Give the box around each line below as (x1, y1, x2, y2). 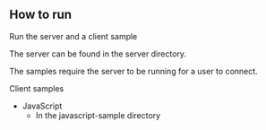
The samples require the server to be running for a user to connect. (9, 65, 258, 76)
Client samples (9, 82, 64, 93)
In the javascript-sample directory (35, 109, 161, 120)
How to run (9, 7, 73, 22)
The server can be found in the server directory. (9, 48, 186, 59)
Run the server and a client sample (9, 30, 138, 41)
